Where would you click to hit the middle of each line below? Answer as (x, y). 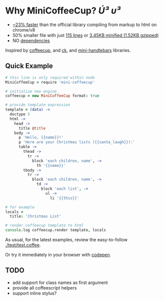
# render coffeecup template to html (44, 225)
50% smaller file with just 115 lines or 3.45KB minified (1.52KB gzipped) (85, 35)
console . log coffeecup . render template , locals (56, 230)
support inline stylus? (34, 293)
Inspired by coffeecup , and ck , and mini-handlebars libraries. (68, 50)
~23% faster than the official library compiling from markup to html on (84, 25)
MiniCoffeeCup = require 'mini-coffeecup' (50, 82)
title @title (32, 128)
